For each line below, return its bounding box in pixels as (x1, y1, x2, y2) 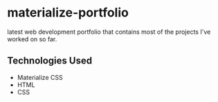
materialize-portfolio (7, 5, 129, 21)
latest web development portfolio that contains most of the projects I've (7, 28, 211, 36)
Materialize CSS (17, 73, 64, 81)
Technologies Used (7, 55, 92, 67)
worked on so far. (7, 34, 57, 43)
